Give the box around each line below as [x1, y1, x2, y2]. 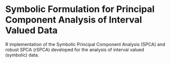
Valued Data [5, 25, 58, 36]
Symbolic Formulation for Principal [5, 3, 155, 15]
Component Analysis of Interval [5, 14, 142, 25]
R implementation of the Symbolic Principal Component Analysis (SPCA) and [5, 41, 165, 47]
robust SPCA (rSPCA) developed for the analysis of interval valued [5, 46, 144, 52]
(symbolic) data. [5, 51, 40, 58]
